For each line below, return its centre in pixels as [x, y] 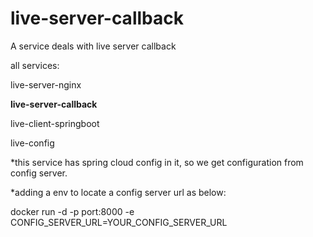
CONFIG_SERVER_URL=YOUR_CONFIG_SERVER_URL [119, 222]
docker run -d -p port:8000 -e [72, 211]
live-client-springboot [55, 123]
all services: [35, 65]
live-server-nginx [46, 84]
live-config [32, 143]
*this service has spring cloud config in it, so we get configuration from [157, 162]
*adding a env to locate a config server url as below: [118, 192]
